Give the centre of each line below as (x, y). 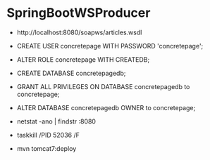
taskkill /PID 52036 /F (48, 135)
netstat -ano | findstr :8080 (56, 121)
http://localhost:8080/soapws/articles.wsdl (79, 32)
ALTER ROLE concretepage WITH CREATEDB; (83, 59)
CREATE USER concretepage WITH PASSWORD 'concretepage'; (110, 46)
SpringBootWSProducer (79, 13)
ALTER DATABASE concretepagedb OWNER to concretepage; (106, 107)
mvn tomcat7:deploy (47, 148)
